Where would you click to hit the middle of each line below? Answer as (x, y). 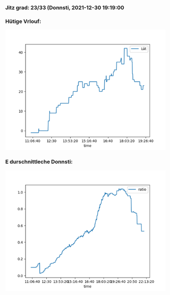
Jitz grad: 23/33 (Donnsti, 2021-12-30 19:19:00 (65, 8)
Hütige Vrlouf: (23, 21)
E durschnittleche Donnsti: (39, 162)
